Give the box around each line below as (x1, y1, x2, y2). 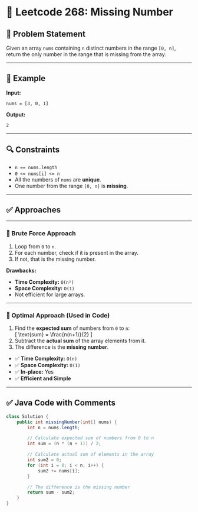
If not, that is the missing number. (14, 255, 96, 263)
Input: (6, 89, 21, 96)
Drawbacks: (6, 267, 37, 274)
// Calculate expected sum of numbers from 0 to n (27, 435, 154, 441)
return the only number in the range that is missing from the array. (6, 51, 166, 58)
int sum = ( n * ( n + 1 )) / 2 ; (27, 440, 101, 447)
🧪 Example (6, 73, 46, 83)
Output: (6, 111, 25, 118)
